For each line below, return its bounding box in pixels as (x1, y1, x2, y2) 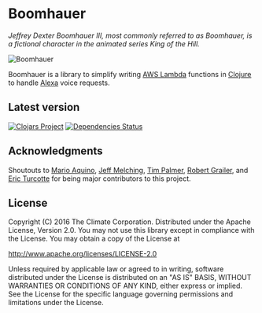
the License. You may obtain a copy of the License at (8, 234, 180, 244)
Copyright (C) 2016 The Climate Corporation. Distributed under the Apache (8, 217, 252, 226)
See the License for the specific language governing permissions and (8, 289, 234, 299)
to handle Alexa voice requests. (8, 78, 110, 87)
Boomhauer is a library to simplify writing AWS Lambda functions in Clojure (8, 69, 252, 79)
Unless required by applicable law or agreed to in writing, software (8, 264, 224, 274)
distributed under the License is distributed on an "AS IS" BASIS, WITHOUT (8, 273, 252, 282)
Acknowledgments (8, 145, 104, 158)
